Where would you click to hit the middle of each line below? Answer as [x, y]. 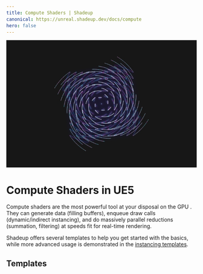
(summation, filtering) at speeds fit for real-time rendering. [79, 226]
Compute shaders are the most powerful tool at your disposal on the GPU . [99, 207]
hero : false [21, 25]
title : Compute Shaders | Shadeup [50, 13]
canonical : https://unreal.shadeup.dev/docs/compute [74, 19]
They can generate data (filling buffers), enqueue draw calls [81, 213]
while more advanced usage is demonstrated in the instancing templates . [97, 244]
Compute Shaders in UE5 [70, 190]
